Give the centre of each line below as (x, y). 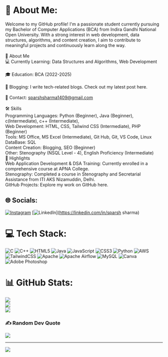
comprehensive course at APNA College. (47, 168)
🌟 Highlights (18, 158)
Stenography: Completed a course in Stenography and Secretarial (73, 174)
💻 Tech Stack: (36, 233)
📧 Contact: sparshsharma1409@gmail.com (49, 97)
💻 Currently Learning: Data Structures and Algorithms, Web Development (81, 61)
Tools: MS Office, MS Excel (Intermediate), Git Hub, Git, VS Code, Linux (78, 136)
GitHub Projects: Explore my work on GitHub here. (57, 184)
